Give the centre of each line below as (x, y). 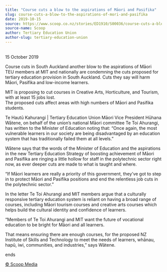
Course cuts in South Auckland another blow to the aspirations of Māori (78, 66)
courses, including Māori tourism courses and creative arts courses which (81, 204)
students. (15, 108)
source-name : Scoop (25, 28)
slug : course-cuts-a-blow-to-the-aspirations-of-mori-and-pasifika (77, 14)
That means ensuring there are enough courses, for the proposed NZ (76, 234)
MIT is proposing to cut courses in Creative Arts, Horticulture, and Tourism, (82, 92)
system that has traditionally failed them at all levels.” (59, 138)
